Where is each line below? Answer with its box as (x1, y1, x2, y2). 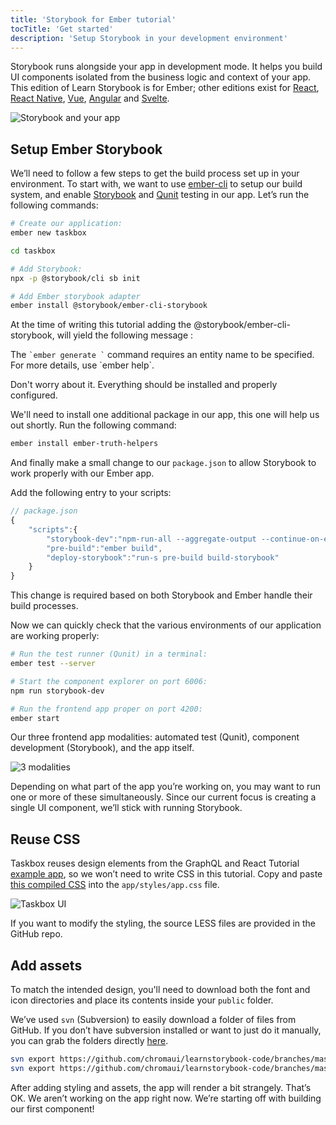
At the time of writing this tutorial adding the (10, 319, 192, 331)
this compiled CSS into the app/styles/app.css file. (10, 879, 220, 891)
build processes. (10, 600, 79, 612)
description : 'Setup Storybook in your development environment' (10, 33, 288, 43)
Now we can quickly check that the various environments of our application (10, 619, 322, 631)
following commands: (10, 199, 99, 211)
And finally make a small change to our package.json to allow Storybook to (10, 457, 317, 469)
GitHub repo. (10, 928, 63, 940)
